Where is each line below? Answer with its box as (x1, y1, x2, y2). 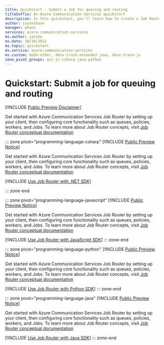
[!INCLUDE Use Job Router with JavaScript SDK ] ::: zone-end (5, 237, 128, 243)
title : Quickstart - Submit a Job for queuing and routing (5, 7, 128, 12)
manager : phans (5, 25, 36, 30)
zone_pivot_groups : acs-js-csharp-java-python (5, 57, 102, 62)
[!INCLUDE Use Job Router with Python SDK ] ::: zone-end (5, 286, 122, 292)
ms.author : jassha (5, 35, 42, 39)
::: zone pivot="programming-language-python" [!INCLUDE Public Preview (5, 247, 155, 252)
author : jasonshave (5, 20, 45, 26)
